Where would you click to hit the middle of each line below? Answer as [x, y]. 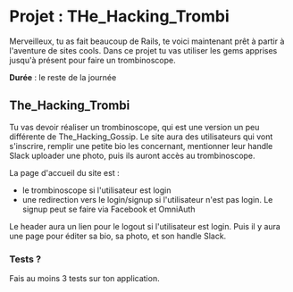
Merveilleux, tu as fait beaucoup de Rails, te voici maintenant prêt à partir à [147, 41]
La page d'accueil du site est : [64, 172]
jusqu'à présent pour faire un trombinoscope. [92, 60]
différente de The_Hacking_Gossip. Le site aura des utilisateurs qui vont [141, 137]
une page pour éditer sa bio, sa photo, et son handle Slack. [118, 236]
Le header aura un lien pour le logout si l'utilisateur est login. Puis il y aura [145, 226]
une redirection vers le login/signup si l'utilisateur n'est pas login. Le [147, 199]
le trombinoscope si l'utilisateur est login [96, 190]
